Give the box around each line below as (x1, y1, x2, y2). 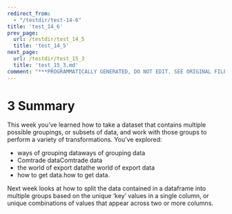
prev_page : (7, 29, 39, 37)
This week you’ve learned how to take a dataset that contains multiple (7, 121, 206, 129)
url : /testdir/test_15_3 (13, 55, 85, 62)
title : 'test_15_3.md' (13, 62, 79, 69)
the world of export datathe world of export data (17, 163, 155, 172)
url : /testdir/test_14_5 (13, 36, 85, 43)
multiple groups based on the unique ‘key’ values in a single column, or (7, 192, 209, 200)
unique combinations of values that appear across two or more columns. (7, 199, 214, 208)
